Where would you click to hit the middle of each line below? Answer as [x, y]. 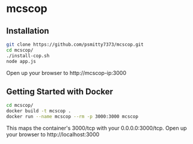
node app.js [21, 61]
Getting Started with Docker [60, 91]
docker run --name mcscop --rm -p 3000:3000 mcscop [72, 117]
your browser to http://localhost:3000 [53, 134]
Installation [28, 31]
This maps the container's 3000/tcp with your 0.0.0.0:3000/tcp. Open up [97, 128]
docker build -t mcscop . [38, 111]
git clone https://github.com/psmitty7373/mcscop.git [75, 44]
